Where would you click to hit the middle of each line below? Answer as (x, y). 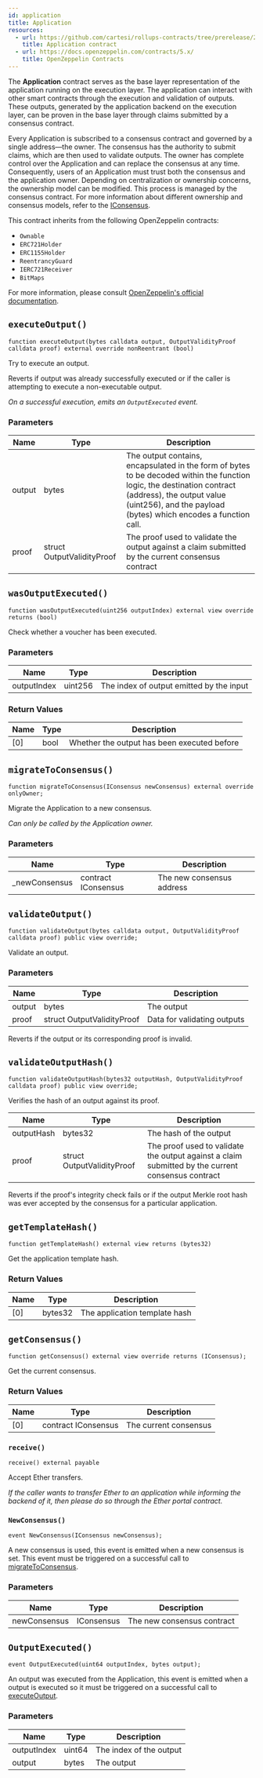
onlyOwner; (26, 794)
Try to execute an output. (49, 363)
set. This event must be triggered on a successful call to (99, 1558)
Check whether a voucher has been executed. (83, 632)
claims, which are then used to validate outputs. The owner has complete (126, 155)
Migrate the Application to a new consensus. (80, 809)
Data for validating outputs (196, 1019)
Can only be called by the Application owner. (81, 823)
